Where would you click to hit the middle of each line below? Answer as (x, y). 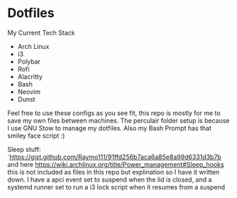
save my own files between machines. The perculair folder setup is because (118, 120)
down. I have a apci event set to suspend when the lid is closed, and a (110, 180)
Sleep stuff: (24, 149)
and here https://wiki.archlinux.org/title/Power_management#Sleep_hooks (116, 164)
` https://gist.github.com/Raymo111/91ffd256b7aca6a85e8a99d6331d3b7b (114, 157)
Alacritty (30, 77)
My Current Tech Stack (41, 33)
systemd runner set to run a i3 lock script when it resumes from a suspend (116, 187)
